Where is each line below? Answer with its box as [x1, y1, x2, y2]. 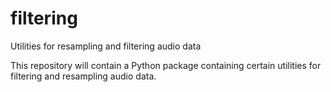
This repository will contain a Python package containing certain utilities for [10, 59, 322, 71]
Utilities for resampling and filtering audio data [10, 40, 202, 52]
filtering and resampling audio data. [10, 70, 157, 82]
